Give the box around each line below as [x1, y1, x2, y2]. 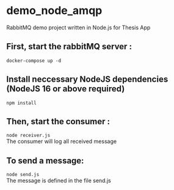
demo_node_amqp [6, 4, 103, 18]
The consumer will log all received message [6, 138, 117, 145]
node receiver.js [6, 132, 51, 139]
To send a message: [6, 155, 84, 166]
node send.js [6, 172, 40, 178]
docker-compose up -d [6, 57, 62, 64]
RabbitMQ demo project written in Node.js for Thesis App [6, 24, 151, 31]
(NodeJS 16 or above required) [6, 83, 125, 94]
